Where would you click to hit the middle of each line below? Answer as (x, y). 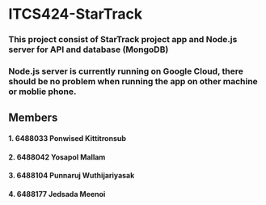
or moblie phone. (42, 92)
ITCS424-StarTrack (76, 14)
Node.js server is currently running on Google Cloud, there (126, 71)
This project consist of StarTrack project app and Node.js (123, 40)
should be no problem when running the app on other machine (133, 82)
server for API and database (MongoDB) (89, 49)
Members (33, 118)
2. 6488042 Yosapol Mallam (57, 157)
